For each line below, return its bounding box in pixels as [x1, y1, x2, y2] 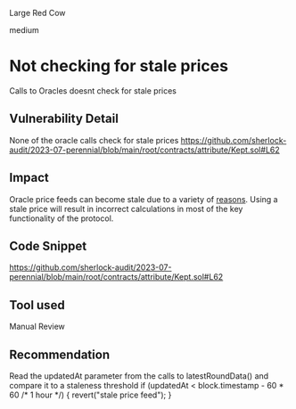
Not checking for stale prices [9, 56, 229, 77]
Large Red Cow [9, 8, 66, 18]
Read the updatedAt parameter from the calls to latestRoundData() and [9, 371, 269, 381]
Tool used [9, 298, 65, 313]
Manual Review [9, 321, 65, 332]
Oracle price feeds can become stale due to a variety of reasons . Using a [9, 193, 278, 204]
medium [9, 25, 39, 35]
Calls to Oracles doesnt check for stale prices [9, 85, 177, 96]
